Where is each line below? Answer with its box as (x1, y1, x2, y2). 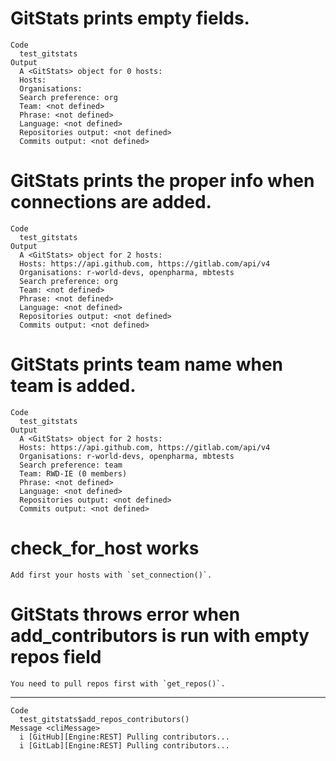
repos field (10, 645, 102, 668)
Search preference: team (19, 460, 123, 470)
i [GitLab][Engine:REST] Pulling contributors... (19, 740, 230, 751)
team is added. (10, 375, 137, 397)
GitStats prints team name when (10, 353, 284, 376)
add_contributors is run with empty (10, 624, 310, 647)
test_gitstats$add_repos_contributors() (19, 714, 190, 724)
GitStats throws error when (10, 603, 241, 626)
